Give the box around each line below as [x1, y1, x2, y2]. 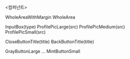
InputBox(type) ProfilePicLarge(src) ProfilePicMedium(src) [5, 24, 125, 30]
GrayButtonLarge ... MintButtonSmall [5, 49, 80, 54]
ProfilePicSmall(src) [5, 29, 46, 35]
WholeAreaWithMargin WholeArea [5, 14, 75, 20]
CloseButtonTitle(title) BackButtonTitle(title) [5, 39, 94, 45]
